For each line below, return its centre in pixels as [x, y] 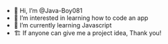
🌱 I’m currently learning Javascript [63, 25]
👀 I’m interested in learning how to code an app [81, 18]
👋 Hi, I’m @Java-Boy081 [48, 11]
